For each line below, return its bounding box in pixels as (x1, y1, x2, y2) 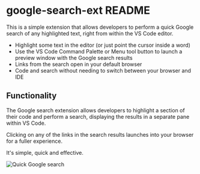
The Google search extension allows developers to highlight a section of (6, 106, 185, 114)
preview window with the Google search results (14, 54, 133, 61)
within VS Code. (6, 119, 46, 127)
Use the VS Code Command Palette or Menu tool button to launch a (14, 47, 183, 55)
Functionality (6, 91, 57, 101)
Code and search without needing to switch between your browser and (14, 67, 191, 74)
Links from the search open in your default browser (14, 61, 142, 68)
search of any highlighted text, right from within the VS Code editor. (6, 29, 174, 37)
